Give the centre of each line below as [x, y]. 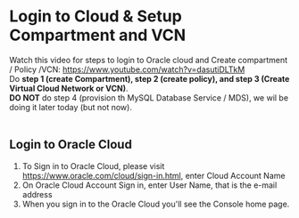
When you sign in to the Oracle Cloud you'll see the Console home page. [156, 204]
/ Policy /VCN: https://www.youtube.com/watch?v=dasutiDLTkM [127, 69]
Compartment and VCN [98, 35]
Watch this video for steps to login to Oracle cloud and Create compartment [149, 60]
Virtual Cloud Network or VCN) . [69, 88]
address [37, 194]
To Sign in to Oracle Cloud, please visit [93, 166]
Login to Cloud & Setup [96, 16]
